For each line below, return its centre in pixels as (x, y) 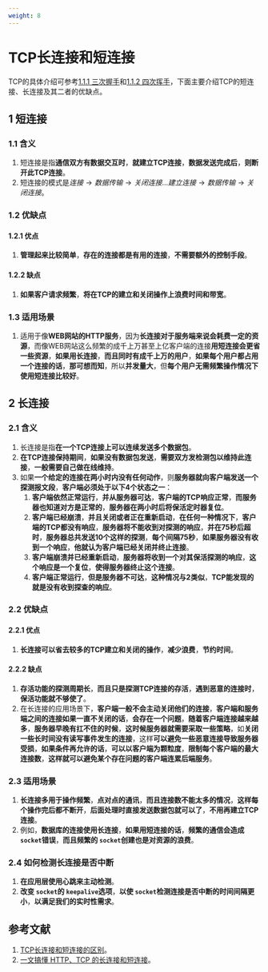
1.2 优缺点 (27, 215)
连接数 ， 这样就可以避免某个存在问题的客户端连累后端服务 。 (118, 758)
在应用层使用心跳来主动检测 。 (69, 882)
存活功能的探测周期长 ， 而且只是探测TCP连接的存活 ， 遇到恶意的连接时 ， (139, 688)
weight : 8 (25, 16)
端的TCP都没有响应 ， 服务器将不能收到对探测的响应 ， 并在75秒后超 (141, 527)
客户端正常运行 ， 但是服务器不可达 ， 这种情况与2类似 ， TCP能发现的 (143, 577)
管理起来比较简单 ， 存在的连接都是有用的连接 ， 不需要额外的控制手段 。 (136, 255)
